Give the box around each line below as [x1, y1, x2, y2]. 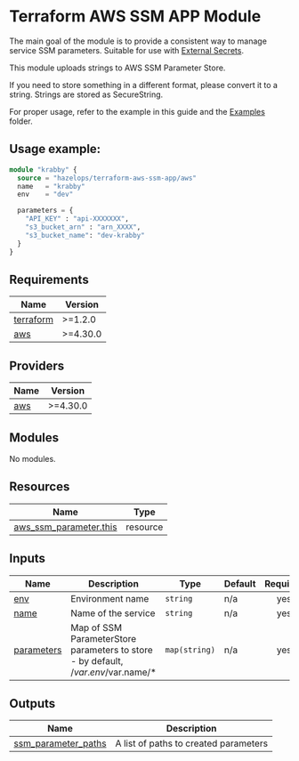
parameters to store [70, 644, 153, 656]
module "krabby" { [9, 165, 77, 174]
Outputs [9, 696, 56, 711]
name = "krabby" [17, 182, 86, 190]
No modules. [9, 453, 56, 464]
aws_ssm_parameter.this [13, 521, 117, 533]
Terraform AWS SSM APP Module [9, 6, 262, 27]
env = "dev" [17, 190, 74, 199]
